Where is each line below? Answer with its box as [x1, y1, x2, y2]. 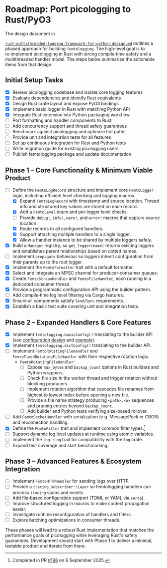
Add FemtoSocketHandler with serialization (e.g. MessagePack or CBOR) [12, 413, 159, 420]
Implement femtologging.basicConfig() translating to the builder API [12, 331, 153, 337]
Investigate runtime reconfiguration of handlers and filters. [12, 511, 132, 517]
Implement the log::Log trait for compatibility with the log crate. [12, 437, 143, 443]
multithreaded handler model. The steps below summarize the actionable [5, 56, 155, 62]
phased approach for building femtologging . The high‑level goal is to [5, 45, 145, 51]
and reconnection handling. [12, 419, 69, 425]
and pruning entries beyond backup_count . [27, 403, 113, 409]
